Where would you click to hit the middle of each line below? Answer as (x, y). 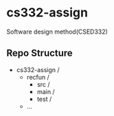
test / (44, 99)
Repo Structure (39, 53)
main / (46, 91)
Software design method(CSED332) (57, 32)
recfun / (38, 77)
